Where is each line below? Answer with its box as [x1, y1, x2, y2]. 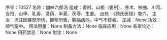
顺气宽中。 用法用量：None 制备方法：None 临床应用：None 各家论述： [5, 23, 155, 29]
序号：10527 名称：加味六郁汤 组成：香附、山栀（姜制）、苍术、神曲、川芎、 [5, 4, 165, 10]
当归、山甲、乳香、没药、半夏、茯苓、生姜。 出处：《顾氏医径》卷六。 [5, 10, 151, 16]
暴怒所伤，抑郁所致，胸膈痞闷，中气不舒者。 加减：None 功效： [27, 17, 161, 22]
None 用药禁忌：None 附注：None [5, 29, 78, 35]
